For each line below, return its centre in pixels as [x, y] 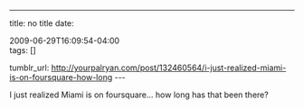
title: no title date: [42, 23]
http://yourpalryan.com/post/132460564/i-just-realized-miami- [169, 68]
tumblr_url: [29, 68]
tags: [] [23, 50]
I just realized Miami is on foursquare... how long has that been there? [139, 95]
